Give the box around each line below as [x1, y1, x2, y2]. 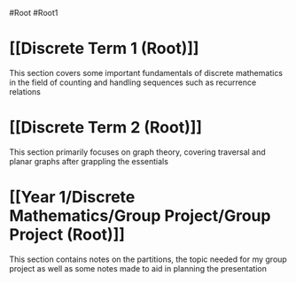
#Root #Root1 [9, 8, 58, 18]
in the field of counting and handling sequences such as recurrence [9, 77, 257, 88]
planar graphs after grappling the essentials [9, 156, 168, 166]
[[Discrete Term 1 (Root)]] [9, 39, 199, 58]
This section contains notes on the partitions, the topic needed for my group [9, 254, 288, 264]
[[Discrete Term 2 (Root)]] [9, 118, 202, 138]
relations [9, 86, 42, 96]
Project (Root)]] [9, 225, 126, 245]
